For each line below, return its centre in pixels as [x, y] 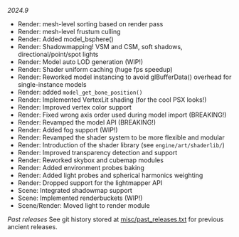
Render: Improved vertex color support [74, 107]
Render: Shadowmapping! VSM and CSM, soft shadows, [100, 47]
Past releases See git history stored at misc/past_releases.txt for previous [116, 219]
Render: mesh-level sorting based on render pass [90, 24]
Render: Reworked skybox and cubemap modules [90, 160]
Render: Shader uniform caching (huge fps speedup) [95, 69]
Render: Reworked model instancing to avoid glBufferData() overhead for [124, 77]
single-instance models [52, 84]
